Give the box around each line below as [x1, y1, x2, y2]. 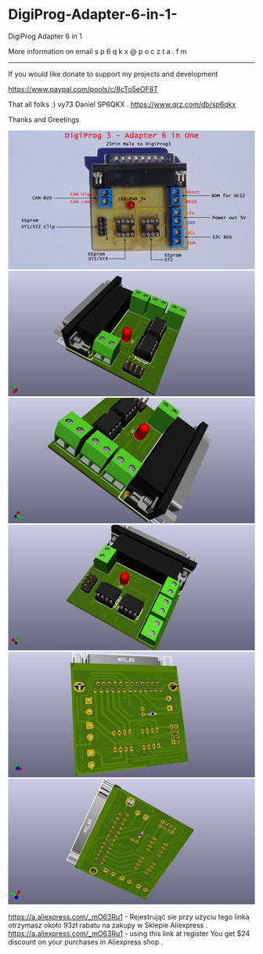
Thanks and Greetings [8, 115, 80, 124]
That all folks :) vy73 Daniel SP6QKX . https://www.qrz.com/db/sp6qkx [8, 100, 236, 109]
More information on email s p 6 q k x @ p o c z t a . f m [8, 46, 187, 56]
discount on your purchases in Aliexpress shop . [8, 938, 164, 947]
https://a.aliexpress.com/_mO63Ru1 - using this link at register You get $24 [8, 929, 250, 938]
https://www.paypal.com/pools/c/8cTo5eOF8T [8, 84, 159, 93]
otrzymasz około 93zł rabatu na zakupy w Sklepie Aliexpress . [8, 920, 208, 930]
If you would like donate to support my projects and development [8, 69, 218, 78]
